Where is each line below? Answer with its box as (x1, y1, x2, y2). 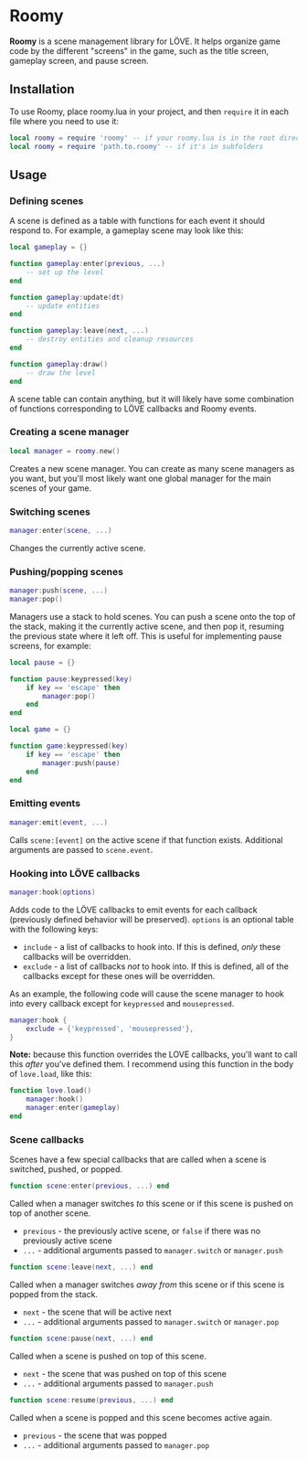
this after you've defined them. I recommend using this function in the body (9, 1059, 294, 1070)
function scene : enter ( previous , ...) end (9, 1181, 170, 1191)
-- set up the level (26, 267, 104, 277)
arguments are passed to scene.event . (9, 844, 153, 855)
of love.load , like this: (9, 1069, 92, 1080)
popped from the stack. (9, 1288, 99, 1299)
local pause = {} (9, 657, 76, 667)
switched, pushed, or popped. (9, 1164, 123, 1175)
